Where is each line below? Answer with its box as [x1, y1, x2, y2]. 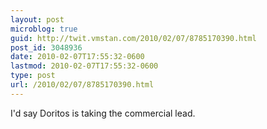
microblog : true [10, 24, 78, 34]
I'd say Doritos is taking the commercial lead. [10, 107, 196, 119]
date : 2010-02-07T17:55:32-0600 [10, 52, 145, 62]
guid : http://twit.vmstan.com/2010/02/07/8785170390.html [10, 33, 257, 43]
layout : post [10, 14, 65, 25]
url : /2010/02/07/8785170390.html [10, 80, 155, 90]
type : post [10, 71, 56, 81]
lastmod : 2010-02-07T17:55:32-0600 [10, 61, 159, 71]
